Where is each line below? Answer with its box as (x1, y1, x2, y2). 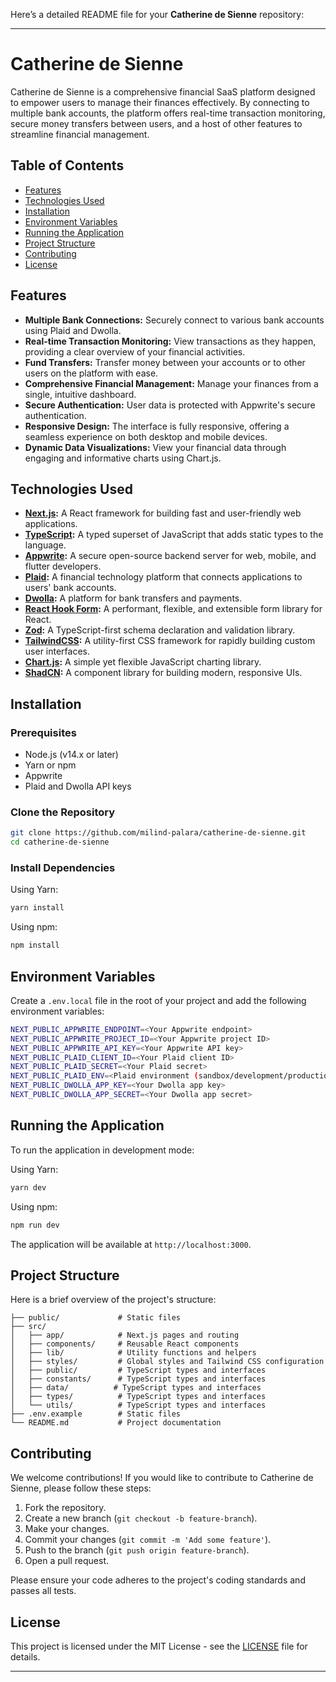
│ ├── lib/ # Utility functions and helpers (10, 1348, 257, 1358)
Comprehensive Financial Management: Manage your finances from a (24, 377, 319, 389)
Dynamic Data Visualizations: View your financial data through (24, 441, 287, 453)
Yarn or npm (24, 759, 77, 771)
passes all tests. (10, 1585, 77, 1597)
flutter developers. (24, 560, 102, 573)
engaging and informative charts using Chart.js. (24, 452, 222, 464)
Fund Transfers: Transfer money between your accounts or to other (24, 356, 306, 368)
